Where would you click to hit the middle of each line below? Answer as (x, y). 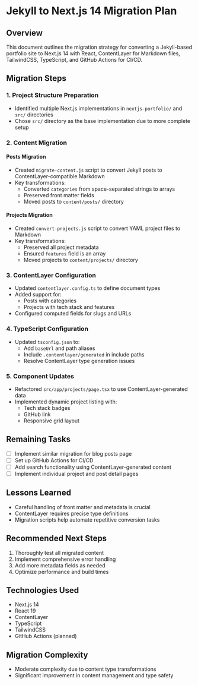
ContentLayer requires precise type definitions (71, 513)
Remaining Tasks (39, 439)
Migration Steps (36, 78)
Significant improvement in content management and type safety (94, 675)
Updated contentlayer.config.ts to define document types (87, 288)
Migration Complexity (47, 655)
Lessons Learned (39, 493)
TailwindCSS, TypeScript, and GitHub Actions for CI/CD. (74, 60)
